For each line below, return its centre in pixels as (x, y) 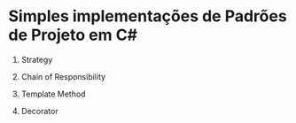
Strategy (37, 59)
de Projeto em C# (73, 35)
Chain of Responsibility (63, 76)
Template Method (53, 94)
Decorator (39, 111)
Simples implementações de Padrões (148, 16)
